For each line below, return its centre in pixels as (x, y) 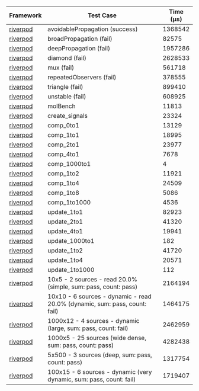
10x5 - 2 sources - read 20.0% (92, 279)
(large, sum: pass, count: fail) (88, 328)
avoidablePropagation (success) (92, 29)
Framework (25, 15)
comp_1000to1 (69, 164)
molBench (61, 106)
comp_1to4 (63, 183)
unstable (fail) (67, 96)
